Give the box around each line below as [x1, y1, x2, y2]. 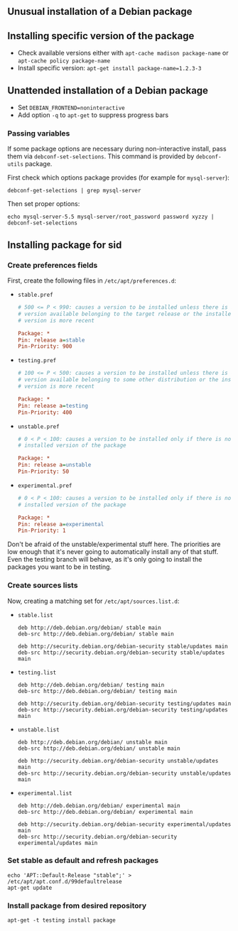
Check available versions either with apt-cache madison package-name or [17, 49, 229, 58]
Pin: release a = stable [17, 337, 85, 344]
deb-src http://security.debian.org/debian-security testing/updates [17, 706, 229, 713]
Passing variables [7, 128, 70, 138]
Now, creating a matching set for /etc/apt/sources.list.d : [7, 597, 180, 605]
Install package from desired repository [7, 900, 147, 910]
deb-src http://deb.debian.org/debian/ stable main [17, 630, 174, 638]
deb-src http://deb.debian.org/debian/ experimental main [17, 808, 193, 815]
